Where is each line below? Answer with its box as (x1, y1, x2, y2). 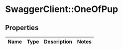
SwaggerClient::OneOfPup (5, 3, 119, 15)
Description (44, 38, 72, 45)
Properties (5, 23, 39, 32)
